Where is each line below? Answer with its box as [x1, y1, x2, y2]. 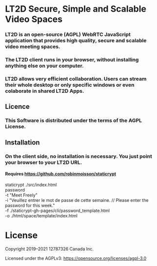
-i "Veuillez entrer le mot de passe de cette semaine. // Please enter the [5, 197, 149, 203]
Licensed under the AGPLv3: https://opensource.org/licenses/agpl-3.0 [5, 255, 147, 261]
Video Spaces [5, 14, 62, 25]
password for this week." [5, 202, 55, 208]
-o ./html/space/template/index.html [5, 213, 78, 218]
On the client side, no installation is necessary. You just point [5, 153, 153, 160]
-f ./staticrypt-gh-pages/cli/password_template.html [5, 208, 110, 213]
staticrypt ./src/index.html [5, 181, 57, 188]
